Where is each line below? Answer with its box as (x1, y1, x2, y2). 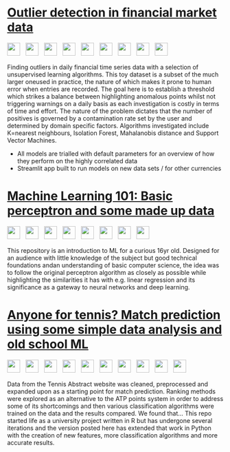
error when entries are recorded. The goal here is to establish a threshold (7, 85, 215, 93)
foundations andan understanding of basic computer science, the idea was (7, 260, 220, 269)
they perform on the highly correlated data (16, 156, 138, 165)
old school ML (7, 336, 89, 352)
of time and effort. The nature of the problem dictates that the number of (7, 107, 213, 115)
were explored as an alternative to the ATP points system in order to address (7, 394, 224, 402)
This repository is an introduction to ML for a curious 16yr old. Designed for (7, 246, 220, 254)
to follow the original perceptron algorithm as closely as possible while (7, 268, 207, 276)
